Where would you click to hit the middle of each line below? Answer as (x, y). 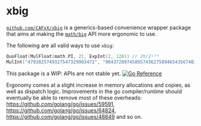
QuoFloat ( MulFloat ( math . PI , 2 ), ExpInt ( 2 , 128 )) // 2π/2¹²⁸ (83, 56)
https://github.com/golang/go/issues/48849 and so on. (74, 116)
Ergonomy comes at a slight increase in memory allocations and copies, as (98, 85)
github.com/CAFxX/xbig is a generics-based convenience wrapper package (99, 27)
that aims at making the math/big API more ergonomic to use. (81, 33)
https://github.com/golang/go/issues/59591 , (60, 104)
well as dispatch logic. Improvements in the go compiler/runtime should (94, 91)
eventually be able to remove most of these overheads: (74, 97)
